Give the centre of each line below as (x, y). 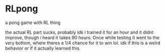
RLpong (22, 9)
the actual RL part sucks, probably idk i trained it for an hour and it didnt (79, 32)
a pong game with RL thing (33, 22)
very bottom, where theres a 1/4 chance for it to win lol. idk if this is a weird (83, 42)
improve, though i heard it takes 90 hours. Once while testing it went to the (82, 37)
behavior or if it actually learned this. (43, 48)
